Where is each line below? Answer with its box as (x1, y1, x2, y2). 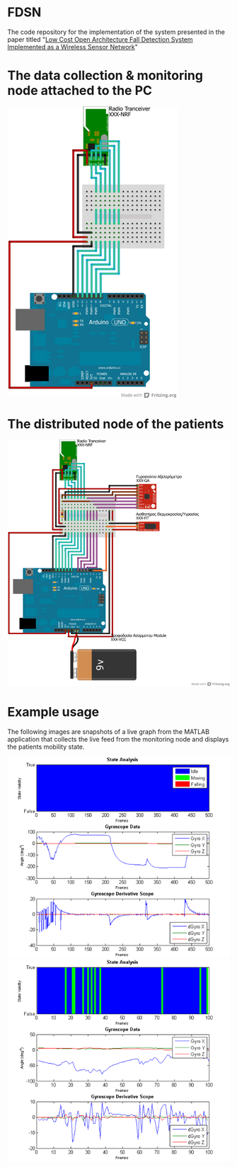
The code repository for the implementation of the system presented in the (7, 28, 225, 36)
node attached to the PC (7, 83, 152, 99)
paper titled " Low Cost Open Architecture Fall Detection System (7, 35, 193, 43)
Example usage (7, 703, 100, 720)
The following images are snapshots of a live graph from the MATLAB (7, 727, 210, 736)
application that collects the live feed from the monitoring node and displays (7, 735, 229, 743)
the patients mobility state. (7, 742, 85, 751)
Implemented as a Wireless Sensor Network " (7, 42, 138, 51)
